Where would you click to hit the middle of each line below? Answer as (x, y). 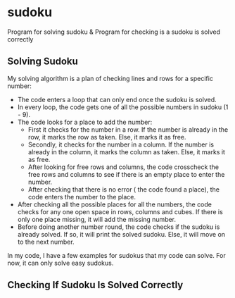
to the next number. (46, 242)
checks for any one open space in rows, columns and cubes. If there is (120, 211)
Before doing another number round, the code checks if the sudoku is (119, 227)
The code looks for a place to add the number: (85, 122)
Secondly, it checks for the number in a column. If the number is (121, 144)
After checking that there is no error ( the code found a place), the (124, 189)
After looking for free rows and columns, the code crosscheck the (123, 167)
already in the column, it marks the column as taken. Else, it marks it (126, 151)
